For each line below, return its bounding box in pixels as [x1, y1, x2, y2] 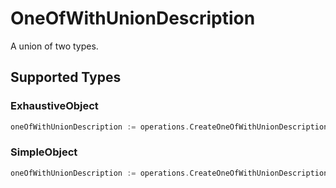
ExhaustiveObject [10, 99, 99, 113]
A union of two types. [10, 40, 99, 52]
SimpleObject [10, 145, 78, 159]
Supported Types [10, 69, 122, 86]
